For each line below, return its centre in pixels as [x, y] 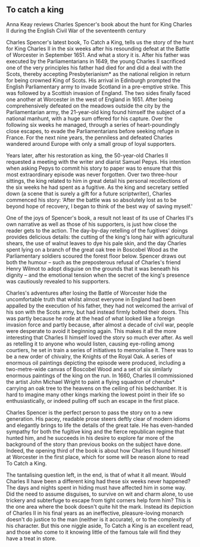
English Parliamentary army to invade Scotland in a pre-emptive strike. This [99, 87]
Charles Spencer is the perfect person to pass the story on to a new [89, 412]
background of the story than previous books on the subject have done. [94, 444]
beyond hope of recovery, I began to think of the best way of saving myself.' [99, 206]
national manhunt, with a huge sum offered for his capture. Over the [89, 118]
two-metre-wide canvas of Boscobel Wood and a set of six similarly [89, 369]
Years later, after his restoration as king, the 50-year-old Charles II [87, 155]
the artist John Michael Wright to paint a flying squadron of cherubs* [91, 381]
